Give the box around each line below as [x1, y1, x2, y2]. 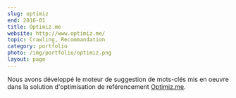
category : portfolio [7, 43, 68, 50]
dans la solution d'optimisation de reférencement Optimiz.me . [7, 82, 187, 91]
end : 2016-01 [7, 17, 46, 24]
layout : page [7, 56, 46, 63]
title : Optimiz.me [7, 23, 61, 30]
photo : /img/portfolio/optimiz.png [7, 50, 112, 57]
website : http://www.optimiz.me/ [7, 29, 106, 37]
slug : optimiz [7, 10, 49, 17]
